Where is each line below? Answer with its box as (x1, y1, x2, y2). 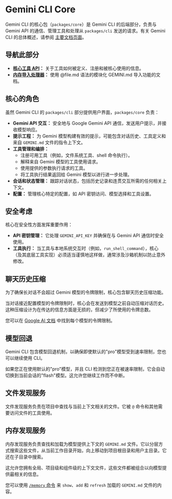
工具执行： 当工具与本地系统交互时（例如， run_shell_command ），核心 (12, 245, 159, 252)
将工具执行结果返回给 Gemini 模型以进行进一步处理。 (20, 171, 132, 178)
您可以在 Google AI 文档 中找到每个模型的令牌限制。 (5, 317, 115, 324)
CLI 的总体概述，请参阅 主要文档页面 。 (5, 34, 87, 40)
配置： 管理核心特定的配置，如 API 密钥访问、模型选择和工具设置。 (12, 190, 154, 197)
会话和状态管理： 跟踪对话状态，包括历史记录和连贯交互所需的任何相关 (12, 178, 162, 184)
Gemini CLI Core (5, 4, 76, 15)
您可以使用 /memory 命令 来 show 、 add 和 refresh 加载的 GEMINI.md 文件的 (5, 482, 158, 488)
